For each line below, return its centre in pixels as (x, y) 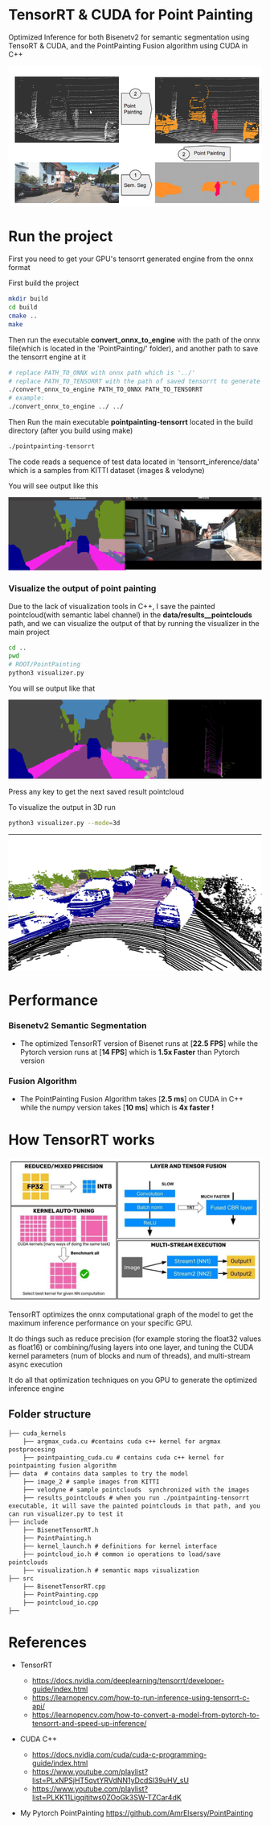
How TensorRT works (82, 1140)
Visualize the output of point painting (82, 588)
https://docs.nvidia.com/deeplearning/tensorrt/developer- (128, 1681)
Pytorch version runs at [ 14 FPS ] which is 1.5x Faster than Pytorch (130, 1052)
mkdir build (28, 299)
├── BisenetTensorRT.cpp (64, 1587)
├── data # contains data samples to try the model (98, 1474)
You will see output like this (53, 486)
